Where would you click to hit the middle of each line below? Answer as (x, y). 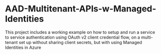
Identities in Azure (23, 47)
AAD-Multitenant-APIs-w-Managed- (81, 9)
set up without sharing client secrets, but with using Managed (80, 42)
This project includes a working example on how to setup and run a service (80, 32)
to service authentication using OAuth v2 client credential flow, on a (72, 37)
